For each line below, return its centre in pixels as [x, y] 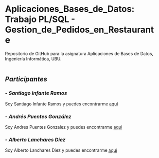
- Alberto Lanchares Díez [35, 139]
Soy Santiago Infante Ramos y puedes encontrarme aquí [62, 104]
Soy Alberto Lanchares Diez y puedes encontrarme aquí [61, 150]
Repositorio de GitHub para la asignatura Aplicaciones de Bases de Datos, [79, 53]
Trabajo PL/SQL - [40, 19]
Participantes [26, 79]
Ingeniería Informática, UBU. [33, 59]
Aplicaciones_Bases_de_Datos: [70, 9]
